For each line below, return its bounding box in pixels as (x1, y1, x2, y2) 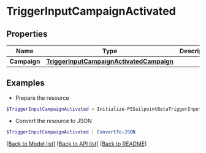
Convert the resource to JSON (15, 117, 92, 124)
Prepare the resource (15, 94, 69, 102)
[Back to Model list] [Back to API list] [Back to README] (6, 140, 147, 147)
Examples (6, 78, 45, 88)
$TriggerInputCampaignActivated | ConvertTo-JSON (6, 129, 136, 135)
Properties (6, 29, 48, 39)
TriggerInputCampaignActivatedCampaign (45, 57, 174, 65)
